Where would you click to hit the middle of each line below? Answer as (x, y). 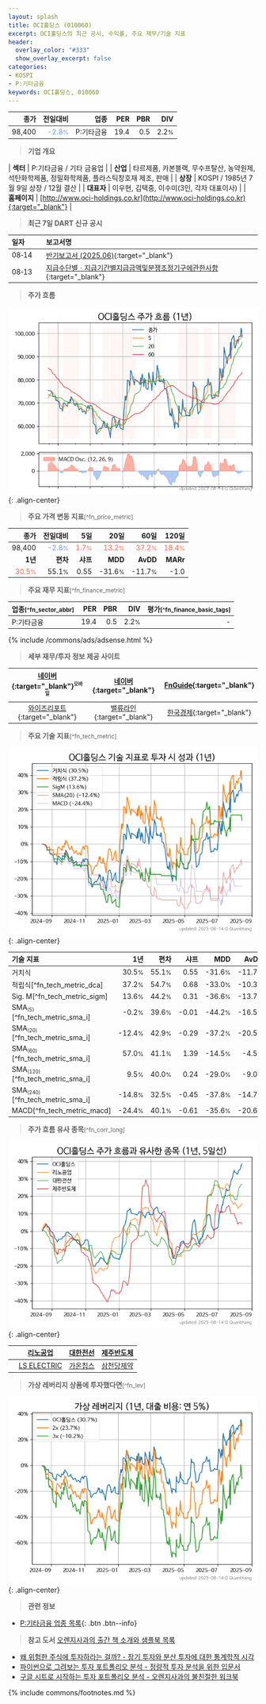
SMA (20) (25, 1028)
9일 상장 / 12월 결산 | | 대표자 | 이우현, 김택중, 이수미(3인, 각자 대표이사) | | (131, 187)
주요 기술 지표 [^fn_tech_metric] (72, 735)
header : (21, 42)
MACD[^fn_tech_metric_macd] (61, 1111)
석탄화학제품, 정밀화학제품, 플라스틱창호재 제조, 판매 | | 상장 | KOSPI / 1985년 (127, 178)
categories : (28, 67)
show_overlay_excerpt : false (63, 59)
